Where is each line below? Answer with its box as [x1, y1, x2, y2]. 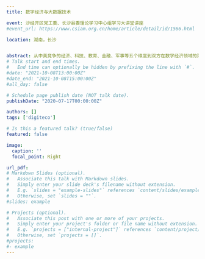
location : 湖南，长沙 [6, 37, 57, 43]
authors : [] [6, 109, 37, 115]
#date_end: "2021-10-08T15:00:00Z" [6, 76, 97, 82]
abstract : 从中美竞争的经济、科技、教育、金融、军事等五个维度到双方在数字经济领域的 [6, 53, 197, 59]
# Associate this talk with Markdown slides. [6, 176, 130, 182]
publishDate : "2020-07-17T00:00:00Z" [6, 98, 103, 104]
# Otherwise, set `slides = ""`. [6, 193, 97, 199]
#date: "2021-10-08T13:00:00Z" [6, 70, 86, 76]
